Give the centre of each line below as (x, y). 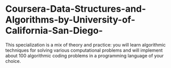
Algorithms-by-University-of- (70, 20)
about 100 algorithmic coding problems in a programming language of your (85, 55)
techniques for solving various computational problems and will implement (84, 50)
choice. (13, 61)
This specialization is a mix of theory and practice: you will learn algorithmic (85, 44)
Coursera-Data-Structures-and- (76, 9)
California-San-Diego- (54, 31)
